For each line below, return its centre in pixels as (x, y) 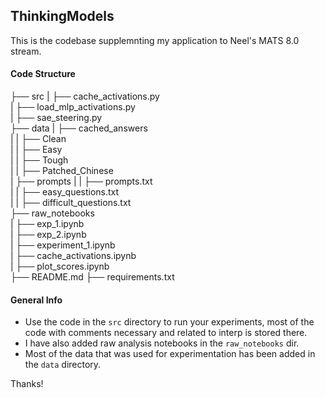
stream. (26, 51)
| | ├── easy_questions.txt (65, 192)
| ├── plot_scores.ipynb (60, 266)
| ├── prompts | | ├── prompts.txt (81, 181)
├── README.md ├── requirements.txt (92, 277)
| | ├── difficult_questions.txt (71, 203)
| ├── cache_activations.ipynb (73, 256)
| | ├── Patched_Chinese (62, 171)
